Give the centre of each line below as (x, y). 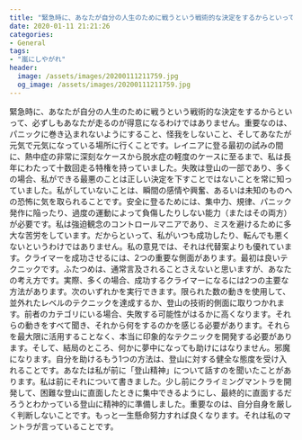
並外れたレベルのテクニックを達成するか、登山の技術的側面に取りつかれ (143, 302)
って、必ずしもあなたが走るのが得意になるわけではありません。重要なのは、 (151, 122)
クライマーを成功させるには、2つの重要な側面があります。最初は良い (152, 257)
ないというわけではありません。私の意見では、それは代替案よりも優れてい (147, 246)
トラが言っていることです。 (67, 426)
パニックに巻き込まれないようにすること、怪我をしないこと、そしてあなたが (151, 134)
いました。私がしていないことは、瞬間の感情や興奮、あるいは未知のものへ (155, 190)
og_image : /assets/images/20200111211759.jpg (104, 85)
